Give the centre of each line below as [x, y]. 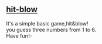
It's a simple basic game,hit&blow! [47, 23]
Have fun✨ [19, 36]
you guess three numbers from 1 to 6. [51, 30]
